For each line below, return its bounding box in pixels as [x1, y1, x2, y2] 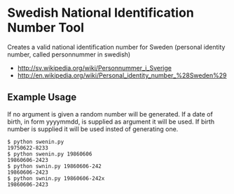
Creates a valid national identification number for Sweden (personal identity [7, 43, 226, 51]
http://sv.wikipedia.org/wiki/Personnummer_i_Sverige [17, 64, 172, 72]
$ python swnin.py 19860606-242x [7, 174, 105, 182]
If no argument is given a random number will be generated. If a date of [7, 110, 214, 118]
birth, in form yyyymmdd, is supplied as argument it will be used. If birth [7, 117, 215, 126]
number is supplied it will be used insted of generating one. [7, 124, 179, 133]
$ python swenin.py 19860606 [7, 150, 92, 158]
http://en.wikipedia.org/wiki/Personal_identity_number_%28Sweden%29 [17, 71, 227, 80]
